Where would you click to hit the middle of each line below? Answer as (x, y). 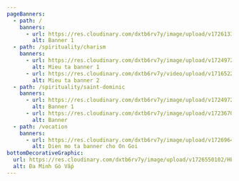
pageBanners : (26, 14)
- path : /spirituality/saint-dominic (69, 87)
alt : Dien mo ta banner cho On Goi (85, 147)
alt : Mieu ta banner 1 (66, 67)
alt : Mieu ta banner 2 (66, 80)
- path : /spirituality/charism (60, 47)
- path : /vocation (41, 126)
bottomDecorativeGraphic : (45, 153)
